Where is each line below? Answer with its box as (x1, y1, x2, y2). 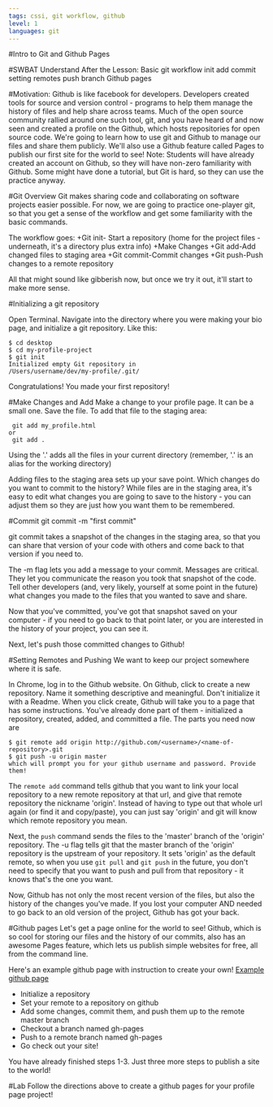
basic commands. (8, 217, 68, 227)
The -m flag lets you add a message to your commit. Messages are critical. (8, 565, 259, 575)
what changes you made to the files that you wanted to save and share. (8, 590, 248, 601)
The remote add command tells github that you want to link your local (8, 781, 239, 791)
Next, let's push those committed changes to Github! (8, 639, 185, 650)
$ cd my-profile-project (8, 346, 93, 354)
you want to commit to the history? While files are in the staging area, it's (8, 483, 253, 493)
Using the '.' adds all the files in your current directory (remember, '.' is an (8, 450, 253, 460)
